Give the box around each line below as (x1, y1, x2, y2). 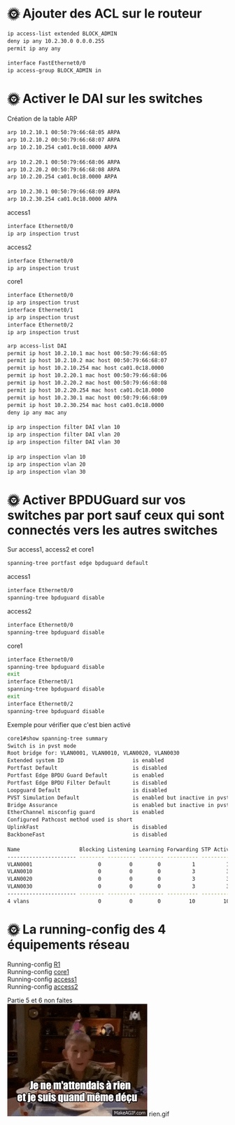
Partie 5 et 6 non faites (7, 996, 73, 1004)
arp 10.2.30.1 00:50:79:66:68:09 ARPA (7, 188, 120, 195)
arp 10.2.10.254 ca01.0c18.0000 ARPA (7, 143, 117, 151)
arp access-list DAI (7, 342, 68, 350)
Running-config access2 (7, 982, 78, 991)
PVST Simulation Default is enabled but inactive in (7, 794, 215, 801)
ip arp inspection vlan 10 (7, 453, 86, 460)
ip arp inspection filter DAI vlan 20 (7, 431, 120, 439)
